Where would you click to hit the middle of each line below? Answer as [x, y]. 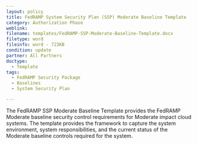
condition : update [29, 50]
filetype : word [25, 39]
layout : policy [25, 12]
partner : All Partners [34, 56]
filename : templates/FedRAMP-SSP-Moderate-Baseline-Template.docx [90, 34]
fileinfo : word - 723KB [35, 45]
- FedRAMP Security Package [46, 78]
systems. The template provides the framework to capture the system [91, 123]
